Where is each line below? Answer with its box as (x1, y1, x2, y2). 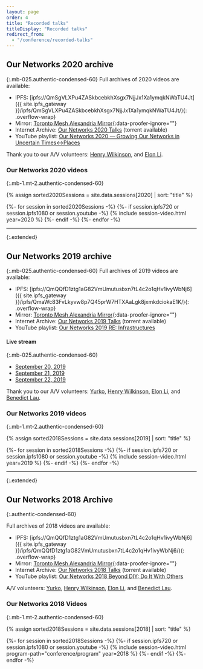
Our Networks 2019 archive (6, 251, 112, 261)
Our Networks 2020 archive (6, 59, 114, 70)
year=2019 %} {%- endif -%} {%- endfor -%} (6, 459, 120, 467)
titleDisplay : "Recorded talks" (6, 25, 88, 32)
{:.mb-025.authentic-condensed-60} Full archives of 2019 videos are (6, 267, 178, 274)
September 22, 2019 (14, 376, 66, 383)
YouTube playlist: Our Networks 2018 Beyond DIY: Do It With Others (14, 573, 184, 580)
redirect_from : (6, 32, 45, 38)
